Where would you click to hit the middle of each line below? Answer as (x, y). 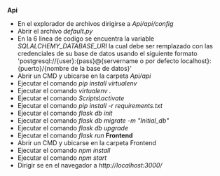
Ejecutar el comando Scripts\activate (71, 98)
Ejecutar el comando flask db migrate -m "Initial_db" (93, 121)
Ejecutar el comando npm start (62, 158)
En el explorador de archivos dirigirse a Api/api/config (95, 23)
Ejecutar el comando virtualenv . (64, 91)
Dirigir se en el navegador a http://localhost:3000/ (90, 165)
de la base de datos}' (101, 68)
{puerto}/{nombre (43, 68)
